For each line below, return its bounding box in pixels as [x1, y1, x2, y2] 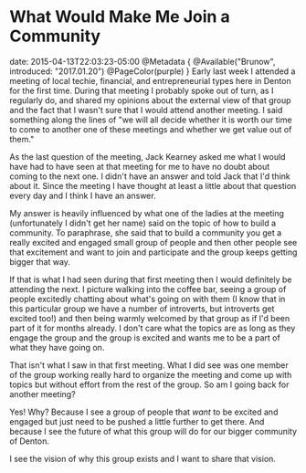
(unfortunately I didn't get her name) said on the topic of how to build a [9, 217, 277, 228]
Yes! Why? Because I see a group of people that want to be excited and [9, 406, 279, 417]
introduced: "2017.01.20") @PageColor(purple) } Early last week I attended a [9, 66, 296, 77]
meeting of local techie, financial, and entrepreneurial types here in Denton [9, 75, 291, 86]
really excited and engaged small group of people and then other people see [9, 236, 298, 247]
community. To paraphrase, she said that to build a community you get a [9, 226, 282, 238]
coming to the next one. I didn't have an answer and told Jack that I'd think [9, 171, 290, 182]
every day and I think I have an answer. [9, 190, 157, 201]
